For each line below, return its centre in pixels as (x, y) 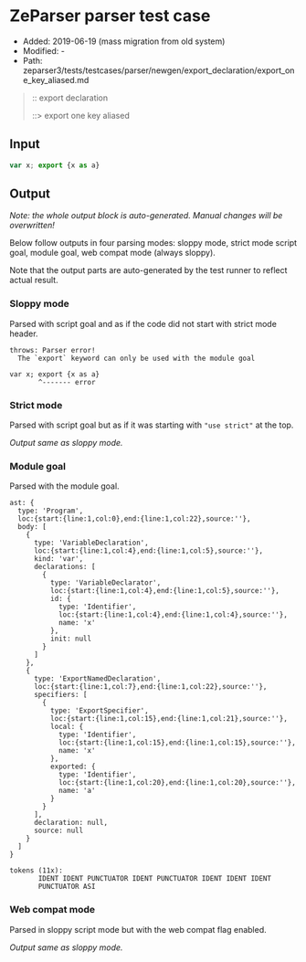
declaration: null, (70, 823)
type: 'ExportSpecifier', (99, 711)
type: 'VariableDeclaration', (91, 543)
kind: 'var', (58, 559)
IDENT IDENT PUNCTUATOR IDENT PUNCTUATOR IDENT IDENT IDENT (155, 879)
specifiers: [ (61, 695)
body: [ (32, 527)
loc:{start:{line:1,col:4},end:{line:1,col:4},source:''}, (173, 615)
